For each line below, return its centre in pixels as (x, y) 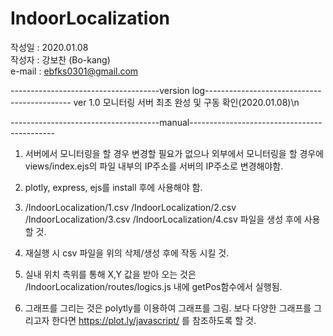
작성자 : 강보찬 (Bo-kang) (60, 59)
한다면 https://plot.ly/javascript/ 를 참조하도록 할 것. (154, 320)
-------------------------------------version (100, 90)
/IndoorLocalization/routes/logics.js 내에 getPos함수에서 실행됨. (153, 286)
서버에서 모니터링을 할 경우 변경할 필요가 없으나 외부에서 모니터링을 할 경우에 (174, 153)
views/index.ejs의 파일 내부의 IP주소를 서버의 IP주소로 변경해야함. (154, 166)
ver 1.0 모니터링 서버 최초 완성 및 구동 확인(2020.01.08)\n (186, 102)
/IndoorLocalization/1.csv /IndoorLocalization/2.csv (130, 207)
